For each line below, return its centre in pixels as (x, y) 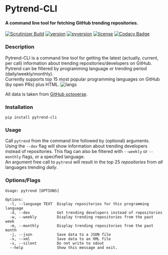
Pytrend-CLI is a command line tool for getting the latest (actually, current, (82, 57)
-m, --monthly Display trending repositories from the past (82, 225)
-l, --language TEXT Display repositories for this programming (79, 204)
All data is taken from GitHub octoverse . (46, 94)
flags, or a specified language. (54, 157)
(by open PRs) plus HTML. (32, 84)
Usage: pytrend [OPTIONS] (32, 190)
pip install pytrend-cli (31, 117)
